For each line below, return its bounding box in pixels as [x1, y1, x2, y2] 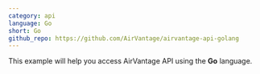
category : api [8, 11, 56, 20]
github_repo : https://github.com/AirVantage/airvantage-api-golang [8, 34, 240, 43]
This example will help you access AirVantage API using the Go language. [8, 56, 253, 66]
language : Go [8, 19, 52, 27]
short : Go [8, 27, 42, 35]
